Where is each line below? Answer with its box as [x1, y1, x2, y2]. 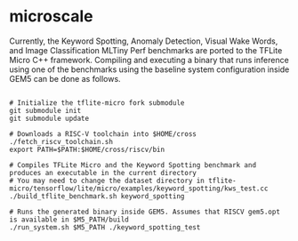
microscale [9, 6, 93, 27]
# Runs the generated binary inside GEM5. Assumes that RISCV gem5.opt [9, 207, 280, 216]
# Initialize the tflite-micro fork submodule [9, 98, 185, 108]
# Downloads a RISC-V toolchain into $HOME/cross [9, 129, 197, 139]
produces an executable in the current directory [9, 168, 197, 177]
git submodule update [9, 114, 90, 123]
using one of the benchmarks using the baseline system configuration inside [9, 64, 290, 75]
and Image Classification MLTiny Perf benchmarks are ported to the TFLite [9, 44, 283, 55]
